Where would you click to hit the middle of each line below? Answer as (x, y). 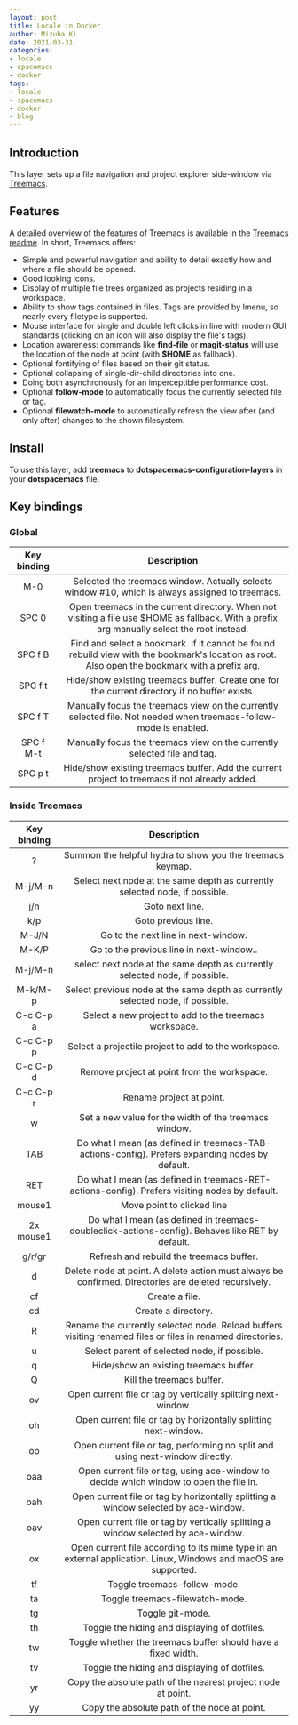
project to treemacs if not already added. (173, 779)
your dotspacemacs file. (55, 479)
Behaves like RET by (236, 1231)
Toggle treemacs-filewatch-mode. (174, 1599)
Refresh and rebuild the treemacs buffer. (174, 1256)
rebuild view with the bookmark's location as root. (173, 654)
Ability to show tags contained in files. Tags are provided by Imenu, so (150, 307)
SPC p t (33, 774)
